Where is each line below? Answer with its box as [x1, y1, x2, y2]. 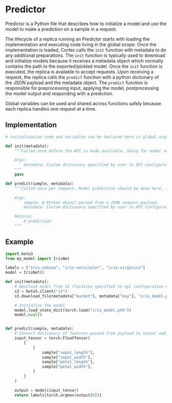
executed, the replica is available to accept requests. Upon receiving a [5, 68, 154, 75]
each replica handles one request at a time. [5, 106, 97, 112]
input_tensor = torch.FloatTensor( [14, 336, 91, 341]
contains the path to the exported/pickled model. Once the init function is [5, 63, 163, 69]
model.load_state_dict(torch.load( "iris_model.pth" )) [14, 308, 132, 313]
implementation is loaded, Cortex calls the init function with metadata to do [5, 47, 166, 53]
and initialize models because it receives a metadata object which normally [5, 57, 164, 64]
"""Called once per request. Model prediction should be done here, [14, 186, 164, 191]
